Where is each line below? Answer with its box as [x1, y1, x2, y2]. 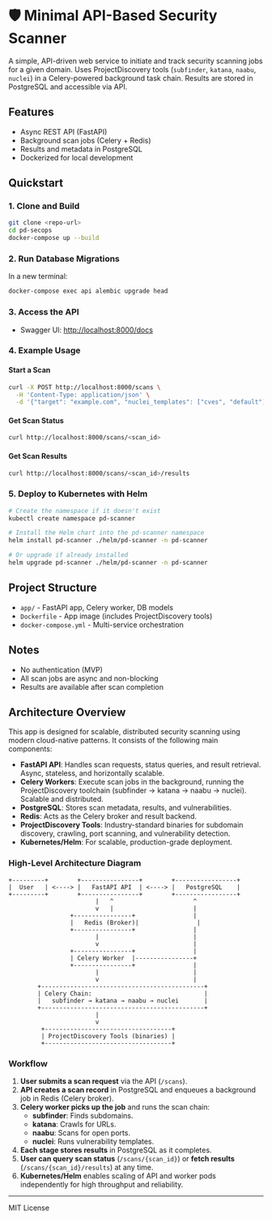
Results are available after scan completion [19, 682, 164, 691]
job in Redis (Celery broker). [19, 1093, 115, 1103]
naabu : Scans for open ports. [32, 1128, 131, 1138]
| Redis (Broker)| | [70, 918, 201, 926]
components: [8, 744, 53, 754]
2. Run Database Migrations [8, 253, 120, 264]
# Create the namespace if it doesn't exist [8, 507, 161, 515]
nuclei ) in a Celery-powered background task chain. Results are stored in [8, 73, 253, 83]
